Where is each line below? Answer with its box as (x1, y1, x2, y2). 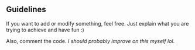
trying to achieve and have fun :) (6, 26, 85, 33)
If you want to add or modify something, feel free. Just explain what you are (6, 20, 189, 27)
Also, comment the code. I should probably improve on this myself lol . (6, 37, 175, 44)
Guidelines (6, 5, 46, 15)
